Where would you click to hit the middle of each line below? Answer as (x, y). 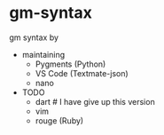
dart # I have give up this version (95, 101)
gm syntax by (34, 37)
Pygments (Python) (70, 64)
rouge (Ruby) (59, 120)
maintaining (43, 54)
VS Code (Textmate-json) (82, 73)
